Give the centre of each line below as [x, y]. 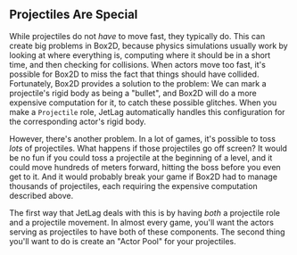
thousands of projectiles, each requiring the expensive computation [133, 185]
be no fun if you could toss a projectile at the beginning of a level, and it [141, 157]
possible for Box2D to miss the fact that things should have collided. [134, 74]
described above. [41, 195]
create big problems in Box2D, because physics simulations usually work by [148, 45]
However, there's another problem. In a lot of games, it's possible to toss [143, 138]
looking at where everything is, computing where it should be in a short [140, 55]
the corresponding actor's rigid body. [78, 121]
